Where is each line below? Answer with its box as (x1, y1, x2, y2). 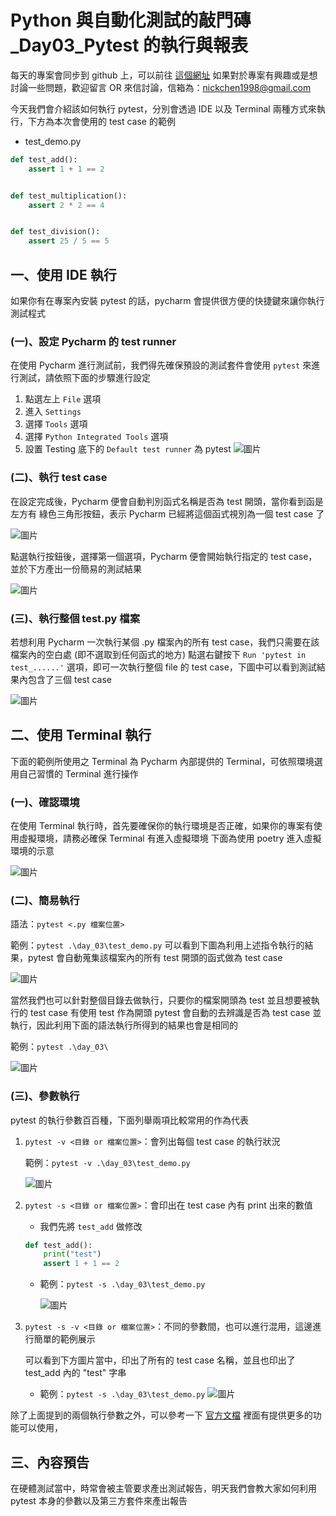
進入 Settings (24, 406, 82, 418)
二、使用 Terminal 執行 (10, 727, 152, 744)
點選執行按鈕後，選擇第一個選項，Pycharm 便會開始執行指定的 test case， (10, 550, 318, 562)
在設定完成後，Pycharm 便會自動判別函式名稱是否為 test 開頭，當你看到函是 (10, 495, 324, 507)
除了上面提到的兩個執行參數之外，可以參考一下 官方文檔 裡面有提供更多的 (10, 1409, 313, 1421)
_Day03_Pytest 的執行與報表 (10, 34, 249, 57)
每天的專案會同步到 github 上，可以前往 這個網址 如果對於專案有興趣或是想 (10, 69, 318, 81)
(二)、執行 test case (10, 471, 108, 485)
